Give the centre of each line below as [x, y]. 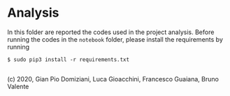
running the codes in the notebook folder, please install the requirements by [115, 39]
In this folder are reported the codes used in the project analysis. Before [111, 32]
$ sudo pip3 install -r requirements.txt [69, 59]
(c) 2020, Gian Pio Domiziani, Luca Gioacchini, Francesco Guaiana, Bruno [113, 79]
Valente [18, 87]
